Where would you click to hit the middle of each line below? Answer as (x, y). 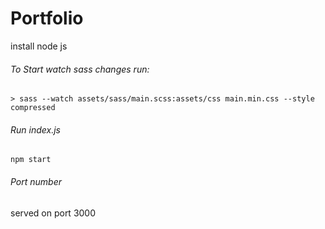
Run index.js (35, 129)
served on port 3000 (53, 213)
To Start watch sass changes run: (80, 69)
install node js (39, 46)
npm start (31, 160)
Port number (36, 181)
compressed (33, 108)
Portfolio (47, 18)
